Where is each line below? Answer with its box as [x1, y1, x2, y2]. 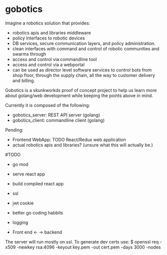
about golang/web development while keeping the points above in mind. [5, 92, 154, 98]
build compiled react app [12, 180, 64, 186]
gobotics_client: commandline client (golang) [12, 117, 105, 123]
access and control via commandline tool [12, 56, 97, 62]
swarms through [12, 51, 46, 57]
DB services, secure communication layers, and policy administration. [12, 40, 156, 46]
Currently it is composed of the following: [5, 102, 90, 108]
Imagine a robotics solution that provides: [5, 20, 91, 26]
